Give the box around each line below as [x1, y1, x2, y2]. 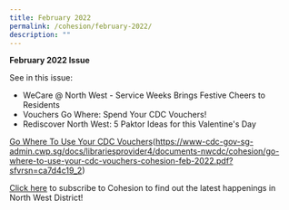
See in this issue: [9, 72, 74, 83]
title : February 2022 [9, 13, 92, 23]
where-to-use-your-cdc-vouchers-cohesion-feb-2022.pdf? [9, 156, 234, 167]
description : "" [9, 30, 71, 39]
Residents [22, 100, 61, 110]
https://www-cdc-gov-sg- [154, 137, 254, 148]
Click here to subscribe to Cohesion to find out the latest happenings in [9, 183, 276, 194]
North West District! [9, 192, 84, 204]
